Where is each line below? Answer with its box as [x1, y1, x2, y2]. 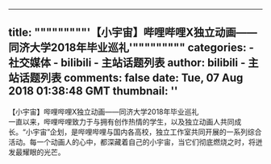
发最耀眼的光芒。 [8, 147, 65, 157]
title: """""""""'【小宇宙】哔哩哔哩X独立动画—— [8, 26, 258, 40]
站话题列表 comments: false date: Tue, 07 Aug [8, 71, 244, 85]
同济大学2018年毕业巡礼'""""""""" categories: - [8, 41, 254, 55]
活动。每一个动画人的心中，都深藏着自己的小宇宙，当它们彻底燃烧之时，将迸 [8, 137, 263, 146]
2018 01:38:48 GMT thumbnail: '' [8, 84, 178, 98]
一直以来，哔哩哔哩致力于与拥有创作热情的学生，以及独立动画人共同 [8, 116, 235, 126]
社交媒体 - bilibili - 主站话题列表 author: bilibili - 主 [8, 56, 260, 69]
